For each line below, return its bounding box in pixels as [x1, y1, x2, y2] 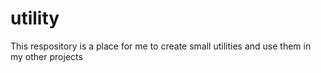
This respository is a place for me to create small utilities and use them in [10, 40, 312, 52]
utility [10, 7, 60, 30]
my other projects [10, 50, 83, 62]
